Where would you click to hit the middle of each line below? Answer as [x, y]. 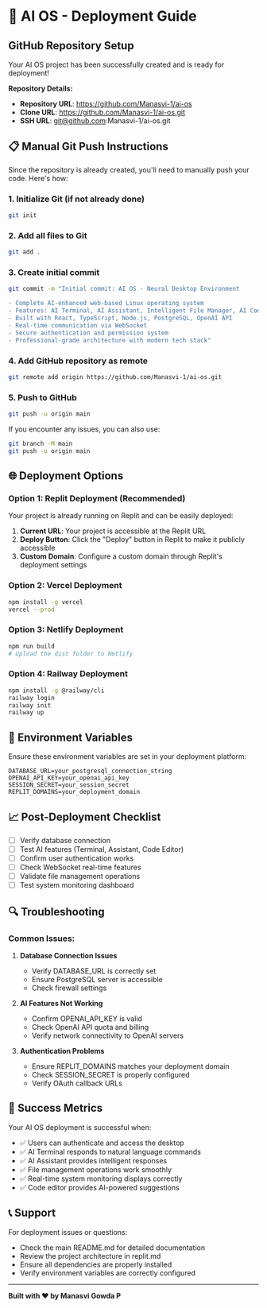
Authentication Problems [62, 1051]
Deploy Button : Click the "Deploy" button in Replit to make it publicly [132, 540]
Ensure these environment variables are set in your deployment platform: [128, 757]
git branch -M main [41, 443]
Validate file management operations [80, 877]
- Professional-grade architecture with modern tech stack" [110, 340]
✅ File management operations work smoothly [96, 1169]
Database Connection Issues [68, 955]
